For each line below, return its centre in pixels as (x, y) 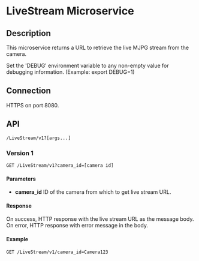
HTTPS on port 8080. (33, 105)
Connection (28, 91)
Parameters (21, 179)
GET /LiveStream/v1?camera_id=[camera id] (60, 165)
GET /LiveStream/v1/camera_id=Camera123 (58, 252)
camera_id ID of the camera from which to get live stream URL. (93, 192)
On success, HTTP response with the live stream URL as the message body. (100, 219)
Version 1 (20, 153)
